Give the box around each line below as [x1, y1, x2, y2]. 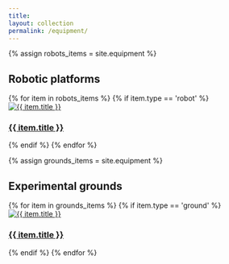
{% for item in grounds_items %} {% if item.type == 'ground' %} [8, 200, 222, 210]
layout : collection [8, 19, 74, 27]
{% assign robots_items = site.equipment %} [8, 49, 157, 59]
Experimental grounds [8, 179, 123, 193]
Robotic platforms [8, 72, 101, 85]
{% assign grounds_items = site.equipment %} [8, 156, 163, 166]
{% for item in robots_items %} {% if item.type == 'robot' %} [8, 93, 210, 103]
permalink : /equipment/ [8, 27, 89, 35]
